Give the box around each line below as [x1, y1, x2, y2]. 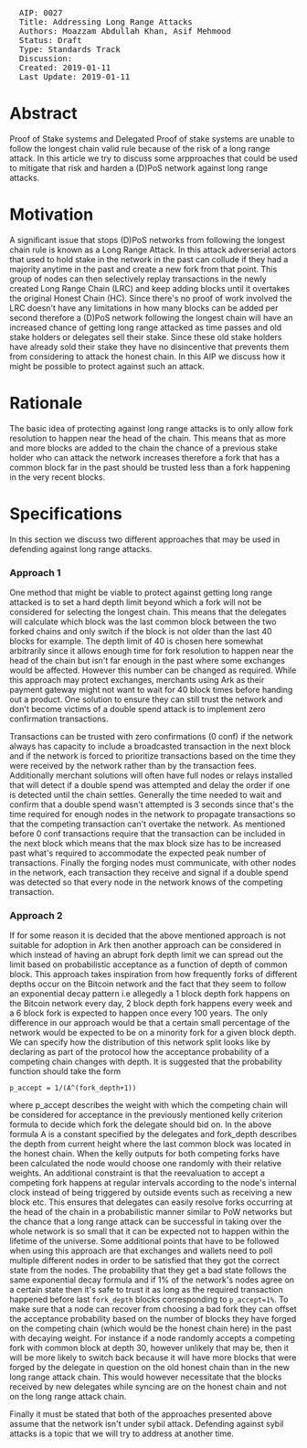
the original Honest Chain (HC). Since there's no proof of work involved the [9, 293, 292, 303]
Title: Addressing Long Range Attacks [18, 17, 194, 27]
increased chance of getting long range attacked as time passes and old [9, 322, 282, 333]
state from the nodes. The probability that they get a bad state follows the [9, 1265, 287, 1276]
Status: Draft [18, 36, 82, 45]
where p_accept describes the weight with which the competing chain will [9, 1100, 288, 1111]
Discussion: [18, 54, 73, 63]
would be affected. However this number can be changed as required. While [9, 665, 297, 676]
